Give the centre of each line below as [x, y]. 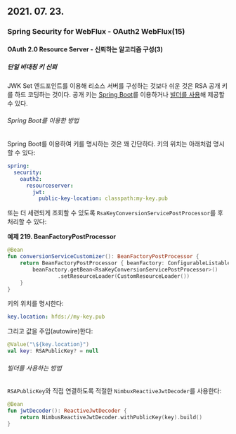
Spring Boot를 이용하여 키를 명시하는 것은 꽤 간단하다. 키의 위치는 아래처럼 [110, 144]
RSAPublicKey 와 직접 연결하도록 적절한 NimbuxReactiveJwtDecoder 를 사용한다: [114, 391]
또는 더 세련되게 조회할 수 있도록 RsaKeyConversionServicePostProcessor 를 [112, 213]
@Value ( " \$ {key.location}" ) [48, 345]
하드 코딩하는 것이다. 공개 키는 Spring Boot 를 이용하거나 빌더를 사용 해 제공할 [119, 94]
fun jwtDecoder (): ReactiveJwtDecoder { [67, 411]
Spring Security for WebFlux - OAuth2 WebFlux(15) [96, 32]
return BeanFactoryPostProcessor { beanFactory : [92, 263]
